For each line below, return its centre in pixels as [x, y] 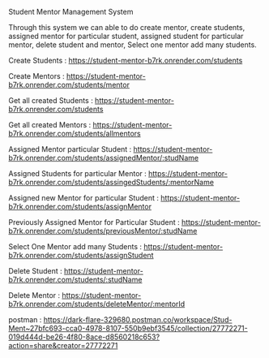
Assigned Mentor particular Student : [70, 149]
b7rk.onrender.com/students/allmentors [75, 134]
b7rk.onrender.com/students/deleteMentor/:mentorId [97, 304]
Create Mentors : [36, 76]
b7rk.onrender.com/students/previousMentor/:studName [103, 231]
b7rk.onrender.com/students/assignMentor [80, 207]
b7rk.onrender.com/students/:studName [75, 280]
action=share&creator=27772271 [63, 345]
